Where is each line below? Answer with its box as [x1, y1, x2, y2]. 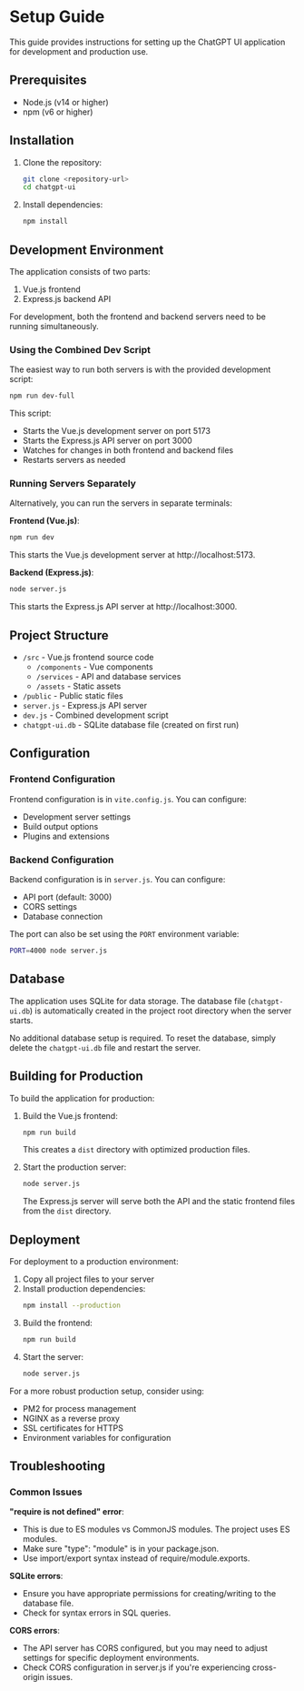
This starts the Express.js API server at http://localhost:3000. [9, 601, 238, 612]
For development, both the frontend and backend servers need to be [9, 311, 266, 322]
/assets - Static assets [35, 680, 122, 692]
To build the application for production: [9, 1092, 155, 1103]
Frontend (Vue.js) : [9, 516, 80, 527]
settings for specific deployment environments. [22, 1653, 200, 1664]
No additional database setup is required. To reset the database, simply [9, 1032, 277, 1043]
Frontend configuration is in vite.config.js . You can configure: [9, 793, 247, 804]
